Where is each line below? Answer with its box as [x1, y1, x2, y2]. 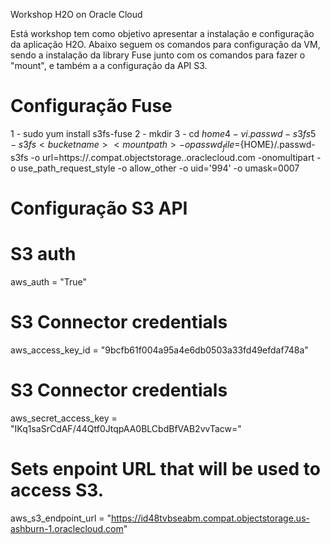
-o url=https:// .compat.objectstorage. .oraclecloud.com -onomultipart [30, 151, 315, 163]
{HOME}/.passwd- [239, 138, 316, 150]
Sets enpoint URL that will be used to [10, 457, 321, 480]
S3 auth [10, 243, 77, 266]
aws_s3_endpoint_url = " [10, 512, 112, 524]
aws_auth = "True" [10, 275, 88, 288]
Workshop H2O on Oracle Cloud [10, 9, 143, 20]
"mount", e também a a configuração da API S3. [10, 60, 208, 71]
